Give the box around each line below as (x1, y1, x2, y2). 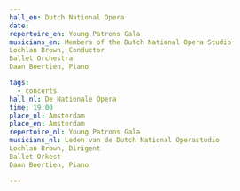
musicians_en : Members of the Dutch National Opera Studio (9, 37, 232, 47)
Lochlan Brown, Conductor (9, 46, 105, 55)
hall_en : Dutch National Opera (9, 12, 125, 22)
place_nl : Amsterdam (9, 111, 86, 120)
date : (9, 21, 29, 30)
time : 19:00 (9, 103, 53, 111)
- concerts (17, 86, 58, 95)
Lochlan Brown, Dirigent (9, 144, 101, 153)
